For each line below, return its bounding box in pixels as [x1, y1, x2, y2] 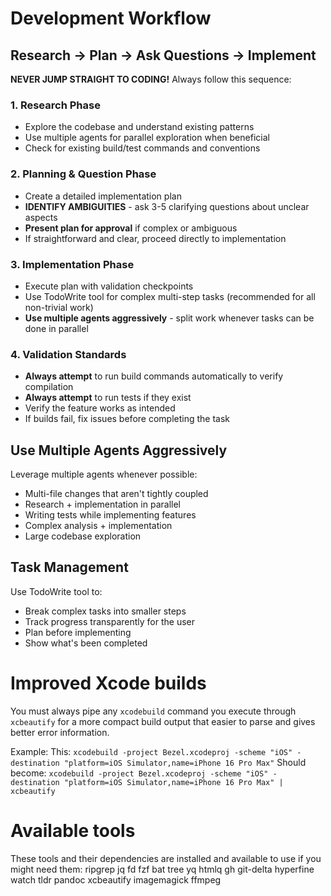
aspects [24, 211, 58, 223]
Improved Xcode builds [10, 672, 207, 694]
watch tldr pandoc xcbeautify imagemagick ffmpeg [10, 873, 222, 886]
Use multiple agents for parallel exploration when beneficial [24, 132, 270, 144]
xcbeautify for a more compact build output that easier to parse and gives [10, 715, 316, 727]
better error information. [10, 726, 110, 738]
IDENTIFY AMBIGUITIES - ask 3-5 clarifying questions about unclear [24, 200, 310, 212]
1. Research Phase [10, 98, 101, 112]
